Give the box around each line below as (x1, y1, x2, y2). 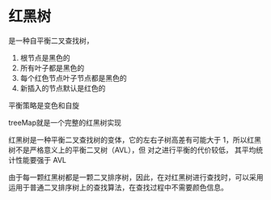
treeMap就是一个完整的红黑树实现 (8, 117, 122, 127)
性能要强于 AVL (15, 155, 67, 164)
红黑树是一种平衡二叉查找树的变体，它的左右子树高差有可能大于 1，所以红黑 (8, 134, 261, 144)
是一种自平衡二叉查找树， (8, 36, 94, 45)
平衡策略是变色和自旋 (8, 100, 79, 110)
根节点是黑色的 (19, 53, 70, 62)
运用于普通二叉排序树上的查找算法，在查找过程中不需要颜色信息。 (8, 182, 228, 192)
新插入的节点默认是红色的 (19, 83, 106, 93)
